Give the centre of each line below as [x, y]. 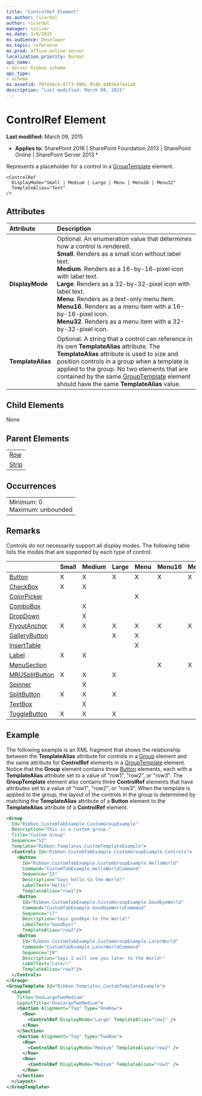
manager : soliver [28, 29]
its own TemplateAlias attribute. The [109, 346]
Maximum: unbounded [41, 510]
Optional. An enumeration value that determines [124, 238]
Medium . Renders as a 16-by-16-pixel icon [120, 268]
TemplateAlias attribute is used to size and [118, 354]
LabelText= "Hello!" [46, 885]
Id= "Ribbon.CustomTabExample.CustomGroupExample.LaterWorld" [100, 941]
